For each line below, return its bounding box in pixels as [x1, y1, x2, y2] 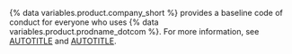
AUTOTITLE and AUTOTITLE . [9, 35, 117, 46]
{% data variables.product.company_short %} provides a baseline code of [9, 8, 283, 18]
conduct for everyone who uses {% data [9, 17, 159, 27]
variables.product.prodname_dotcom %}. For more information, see [9, 27, 260, 36]
